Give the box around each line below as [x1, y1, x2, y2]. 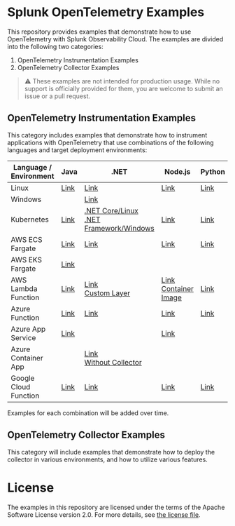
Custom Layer [84, 288, 131, 298]
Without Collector [84, 357, 142, 367]
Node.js [164, 166, 191, 176]
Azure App [10, 324, 46, 334]
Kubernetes [10, 215, 49, 224]
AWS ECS [10, 234, 43, 244]
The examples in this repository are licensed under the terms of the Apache [7, 503, 225, 511]
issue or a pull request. [24, 92, 91, 100]
